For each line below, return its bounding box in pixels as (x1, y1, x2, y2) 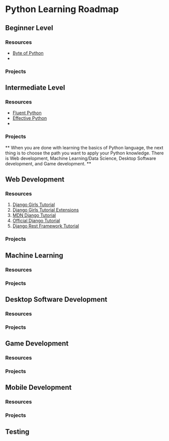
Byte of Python (12, 50, 44, 56)
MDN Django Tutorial (12, 212, 56, 218)
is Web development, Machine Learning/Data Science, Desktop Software (5, 155, 156, 161)
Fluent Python (12, 110, 42, 116)
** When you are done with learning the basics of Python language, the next (5, 144, 163, 150)
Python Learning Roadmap (5, 4, 119, 15)
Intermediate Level (5, 83, 65, 92)
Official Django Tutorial (12, 218, 60, 224)
